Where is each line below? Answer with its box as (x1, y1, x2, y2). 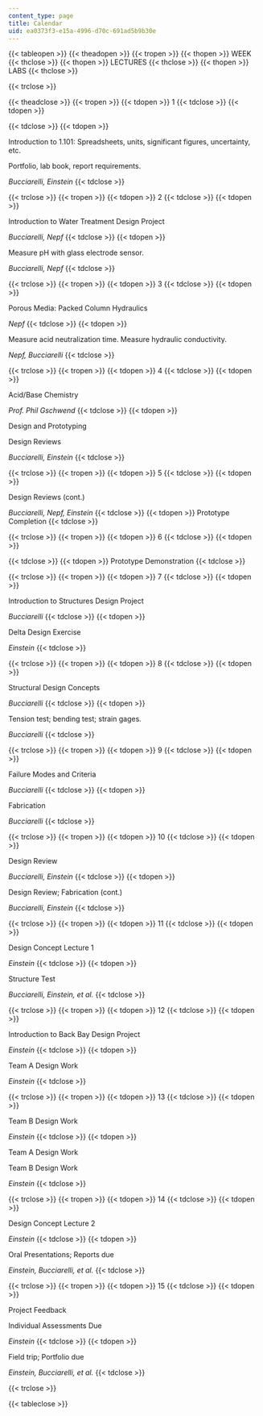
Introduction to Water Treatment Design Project (8, 217, 165, 227)
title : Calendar (8, 19, 63, 27)
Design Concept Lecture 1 (8, 943, 94, 952)
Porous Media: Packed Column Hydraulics (8, 303, 148, 313)
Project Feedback (8, 1306, 67, 1315)
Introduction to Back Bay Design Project (8, 1030, 141, 1039)
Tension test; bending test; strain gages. (8, 714, 142, 724)
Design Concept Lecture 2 (8, 1218, 96, 1228)
